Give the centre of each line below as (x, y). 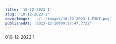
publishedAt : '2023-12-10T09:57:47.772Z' (49, 23)
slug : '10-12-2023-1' (28, 14)
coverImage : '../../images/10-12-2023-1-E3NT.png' (58, 19)
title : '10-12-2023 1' (29, 10)
